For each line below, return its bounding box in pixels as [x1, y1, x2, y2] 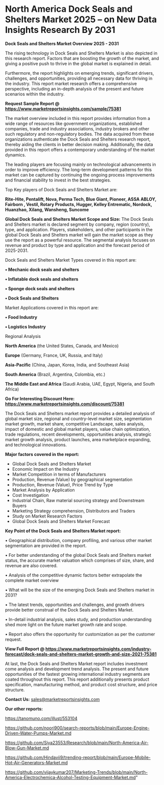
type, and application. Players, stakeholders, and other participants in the [5, 226, 153, 232]
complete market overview [5, 577, 59, 583]
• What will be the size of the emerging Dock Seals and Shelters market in [5, 587, 154, 593]
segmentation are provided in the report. [5, 543, 87, 548]
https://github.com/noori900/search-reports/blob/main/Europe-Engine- [5, 725, 150, 731]
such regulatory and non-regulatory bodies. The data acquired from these [5, 131, 154, 137]
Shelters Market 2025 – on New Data [5, 14, 157, 25]
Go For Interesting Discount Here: [5, 395, 75, 401]
